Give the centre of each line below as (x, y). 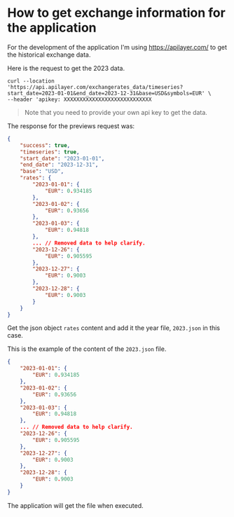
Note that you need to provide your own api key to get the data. (116, 112)
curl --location (31, 81)
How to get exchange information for (116, 13)
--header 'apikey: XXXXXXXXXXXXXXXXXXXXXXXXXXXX (80, 99)
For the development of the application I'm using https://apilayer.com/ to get (117, 47)
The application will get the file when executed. (75, 505)
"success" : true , (45, 145)
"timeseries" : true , (50, 152)
